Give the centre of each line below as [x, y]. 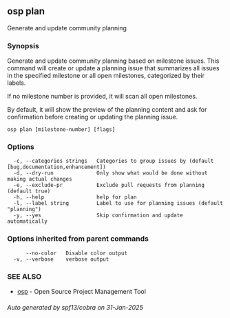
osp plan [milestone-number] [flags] [61, 130]
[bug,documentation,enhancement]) [57, 167]
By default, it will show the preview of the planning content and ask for [107, 110]
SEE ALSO [24, 277]
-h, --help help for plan [75, 197]
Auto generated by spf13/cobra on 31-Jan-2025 [75, 307]
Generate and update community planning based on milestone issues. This [113, 61]
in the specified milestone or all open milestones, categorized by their [106, 76]
